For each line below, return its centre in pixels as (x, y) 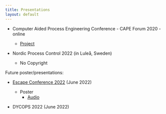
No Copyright (34, 63)
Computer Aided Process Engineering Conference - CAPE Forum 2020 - (86, 28)
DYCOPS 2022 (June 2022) (41, 107)
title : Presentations (28, 10)
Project (27, 43)
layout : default (22, 14)
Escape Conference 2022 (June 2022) (52, 82)
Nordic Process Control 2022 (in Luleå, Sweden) (62, 53)
